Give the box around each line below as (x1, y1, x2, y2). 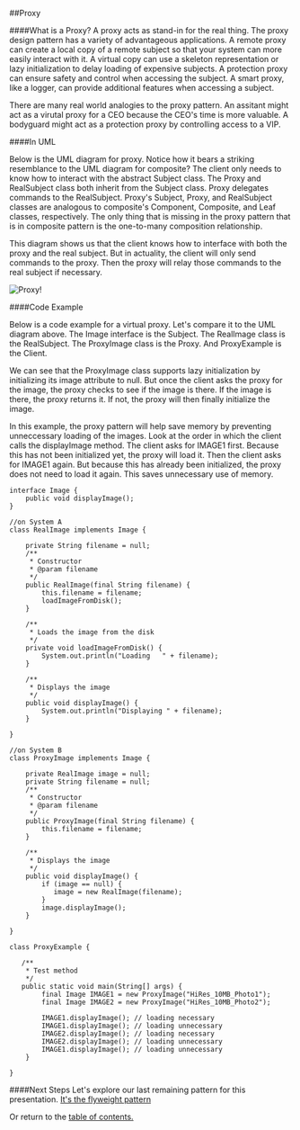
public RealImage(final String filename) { (25, 580, 191, 589)
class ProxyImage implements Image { (9, 754, 151, 763)
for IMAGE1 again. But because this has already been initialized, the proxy (9, 459, 281, 470)
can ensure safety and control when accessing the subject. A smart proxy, (9, 73, 285, 84)
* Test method (25, 966, 78, 975)
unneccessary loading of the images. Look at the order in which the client (9, 431, 282, 441)
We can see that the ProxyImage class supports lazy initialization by (9, 365, 260, 376)
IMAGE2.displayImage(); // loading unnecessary (41, 1037, 223, 1046)
